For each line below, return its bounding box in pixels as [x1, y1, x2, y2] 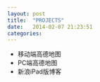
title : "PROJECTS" [7, 17, 65, 24]
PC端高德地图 [17, 59, 58, 67]
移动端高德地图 [17, 50, 61, 58]
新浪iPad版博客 [17, 67, 62, 76]
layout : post [7, 10, 46, 18]
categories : [7, 29, 42, 37]
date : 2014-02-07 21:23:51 [7, 23, 93, 30]
